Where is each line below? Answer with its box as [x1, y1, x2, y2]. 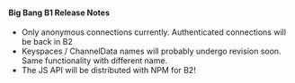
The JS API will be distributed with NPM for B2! [21, 65, 197, 76]
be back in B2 [21, 37, 73, 47]
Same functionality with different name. [21, 55, 168, 66]
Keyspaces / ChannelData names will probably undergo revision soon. [21, 46, 282, 57]
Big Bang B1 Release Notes [8, 7, 110, 18]
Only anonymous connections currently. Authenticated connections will [21, 27, 287, 37]
